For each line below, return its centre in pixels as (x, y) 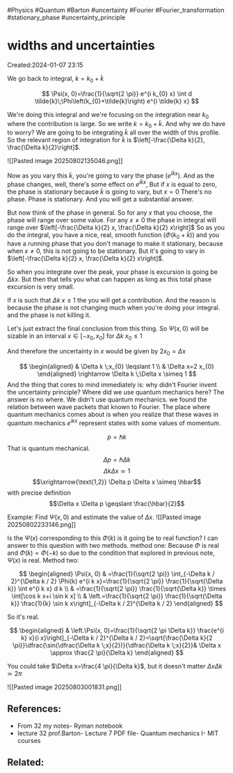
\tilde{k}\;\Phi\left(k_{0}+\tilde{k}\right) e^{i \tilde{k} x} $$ (117, 101)
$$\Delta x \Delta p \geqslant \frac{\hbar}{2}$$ (117, 503)
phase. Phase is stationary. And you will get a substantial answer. (101, 199)
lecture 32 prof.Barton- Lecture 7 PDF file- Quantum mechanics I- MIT (118, 733)
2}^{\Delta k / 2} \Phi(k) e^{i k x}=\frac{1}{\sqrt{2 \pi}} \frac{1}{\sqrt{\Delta (117, 581)
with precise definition (39, 492)
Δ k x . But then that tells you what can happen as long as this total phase (110, 280)
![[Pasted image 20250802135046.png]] (65, 161)
